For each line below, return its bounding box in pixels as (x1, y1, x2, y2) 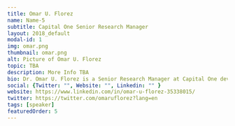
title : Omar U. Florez (7, 10, 73, 17)
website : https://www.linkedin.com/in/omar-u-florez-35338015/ (7, 88, 196, 95)
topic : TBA (7, 62, 39, 69)
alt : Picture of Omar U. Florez (7, 56, 101, 63)
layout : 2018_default (7, 29, 71, 37)
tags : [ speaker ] (7, 101, 55, 108)
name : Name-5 (7, 17, 45, 24)
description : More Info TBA (7, 69, 90, 76)
